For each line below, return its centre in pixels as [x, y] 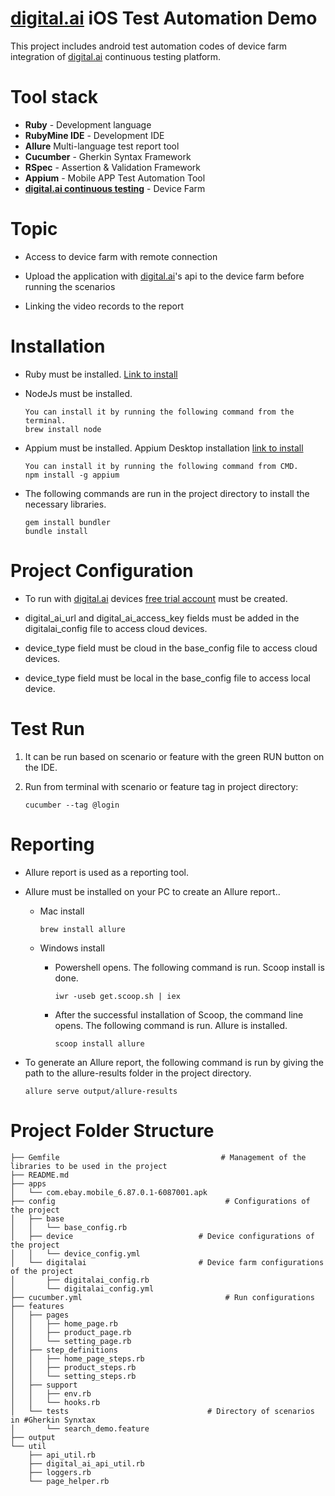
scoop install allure [99, 1043]
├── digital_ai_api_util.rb [86, 1463]
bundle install [56, 531]
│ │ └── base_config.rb [69, 1227]
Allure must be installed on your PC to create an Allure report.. [152, 891]
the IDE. [41, 767]
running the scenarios [70, 286]
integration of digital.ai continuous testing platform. [116, 56]
